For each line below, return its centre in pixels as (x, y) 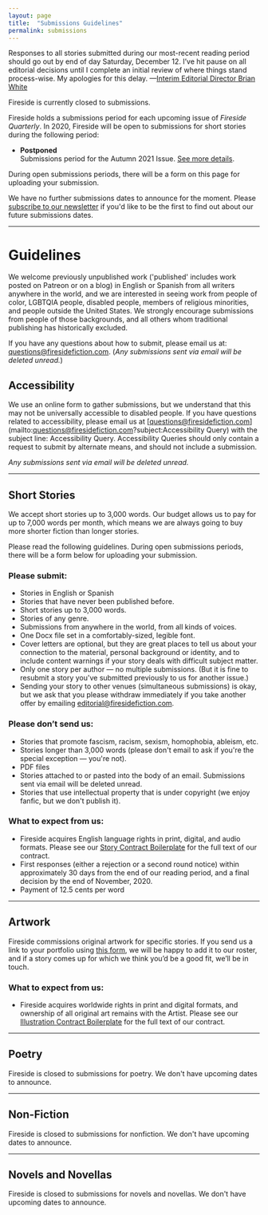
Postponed (38, 150)
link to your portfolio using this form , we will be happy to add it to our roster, (133, 949)
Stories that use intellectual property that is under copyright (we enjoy (135, 792)
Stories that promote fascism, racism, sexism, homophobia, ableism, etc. (139, 741)
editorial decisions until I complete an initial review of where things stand (128, 70)
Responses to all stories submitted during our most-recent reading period (129, 53)
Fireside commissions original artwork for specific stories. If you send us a (131, 941)
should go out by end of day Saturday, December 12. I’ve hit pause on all (128, 61)
